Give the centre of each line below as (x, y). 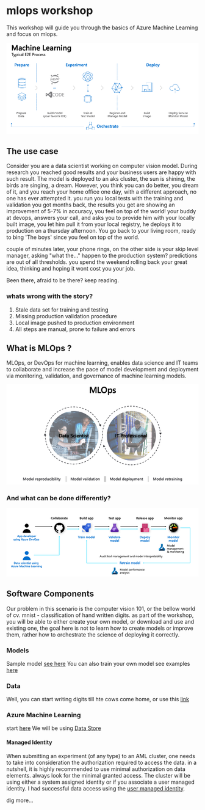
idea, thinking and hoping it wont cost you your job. (71, 269)
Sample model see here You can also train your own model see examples (98, 663)
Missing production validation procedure (66, 316)
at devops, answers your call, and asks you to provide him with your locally (101, 218)
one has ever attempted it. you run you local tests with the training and (95, 199)
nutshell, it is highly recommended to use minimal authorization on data (96, 769)
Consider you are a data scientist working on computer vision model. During (102, 166)
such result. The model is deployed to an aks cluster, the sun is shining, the (101, 179)
